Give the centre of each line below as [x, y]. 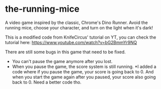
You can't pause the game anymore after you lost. [62, 61]
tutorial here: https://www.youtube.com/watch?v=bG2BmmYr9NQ [71, 42]
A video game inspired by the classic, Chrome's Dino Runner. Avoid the [76, 22]
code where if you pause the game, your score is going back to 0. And [83, 71]
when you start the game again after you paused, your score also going [84, 77]
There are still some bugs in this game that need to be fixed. [65, 52]
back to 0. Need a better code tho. [47, 82]
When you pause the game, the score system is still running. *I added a [84, 67]
